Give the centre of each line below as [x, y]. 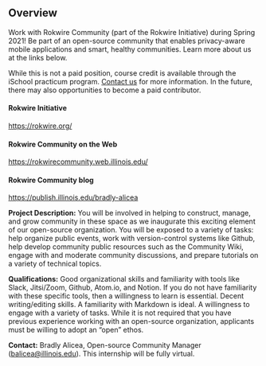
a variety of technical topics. [55, 264]
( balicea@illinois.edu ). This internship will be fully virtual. [102, 354]
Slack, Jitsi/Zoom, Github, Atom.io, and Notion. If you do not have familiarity [133, 288]
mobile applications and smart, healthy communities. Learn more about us [130, 49]
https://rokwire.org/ [40, 126]
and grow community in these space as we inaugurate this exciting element [132, 221]
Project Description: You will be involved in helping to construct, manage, [129, 213]
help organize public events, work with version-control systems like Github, [132, 239]
